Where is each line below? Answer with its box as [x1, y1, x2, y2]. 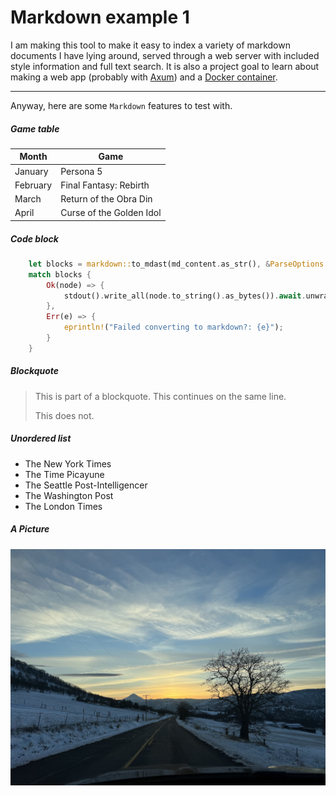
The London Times [24, 500, 103, 512]
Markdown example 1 [10, 6, 190, 29]
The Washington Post [24, 489, 114, 501]
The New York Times [24, 457, 112, 470]
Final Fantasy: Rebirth [60, 179, 150, 191]
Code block [10, 232, 59, 245]
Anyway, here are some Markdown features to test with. [10, 99, 233, 111]
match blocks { [28, 269, 92, 280]
